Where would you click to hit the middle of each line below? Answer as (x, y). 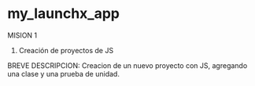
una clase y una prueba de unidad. (63, 73)
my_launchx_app (63, 14)
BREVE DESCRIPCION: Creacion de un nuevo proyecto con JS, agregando (128, 65)
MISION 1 (22, 35)
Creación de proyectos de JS (66, 50)
